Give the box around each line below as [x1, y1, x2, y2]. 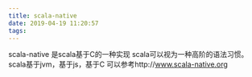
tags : [8, 26, 27, 34]
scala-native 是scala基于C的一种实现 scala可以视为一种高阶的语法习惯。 [8, 50, 249, 59]
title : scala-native [8, 11, 78, 20]
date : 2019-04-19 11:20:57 [8, 19, 99, 27]
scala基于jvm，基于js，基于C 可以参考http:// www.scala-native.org [8, 59, 228, 69]
